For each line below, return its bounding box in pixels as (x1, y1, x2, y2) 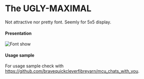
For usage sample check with (5, 63, 64, 69)
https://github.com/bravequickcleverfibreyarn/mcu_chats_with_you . (5, 68, 140, 74)
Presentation (5, 30, 32, 36)
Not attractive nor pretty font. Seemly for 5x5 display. (5, 19, 112, 25)
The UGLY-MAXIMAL (5, 3, 92, 14)
